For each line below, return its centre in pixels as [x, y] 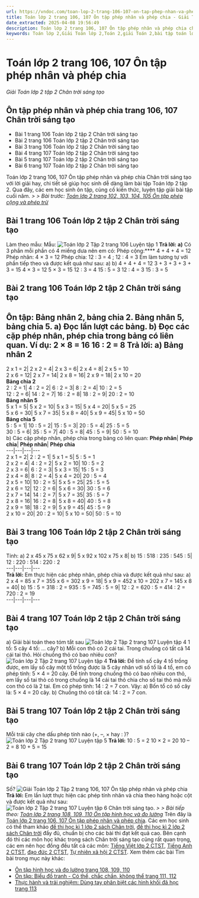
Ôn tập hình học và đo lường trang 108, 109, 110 [72, 870]
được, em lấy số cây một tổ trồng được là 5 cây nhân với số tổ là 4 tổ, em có [99, 667]
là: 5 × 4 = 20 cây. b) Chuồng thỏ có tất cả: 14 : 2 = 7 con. [76, 692]
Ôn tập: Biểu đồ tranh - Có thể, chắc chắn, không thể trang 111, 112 [95, 876]
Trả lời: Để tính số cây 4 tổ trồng [148, 660]
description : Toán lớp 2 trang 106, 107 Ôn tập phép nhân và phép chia [96, 28]
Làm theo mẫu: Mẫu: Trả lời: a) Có [99, 244]
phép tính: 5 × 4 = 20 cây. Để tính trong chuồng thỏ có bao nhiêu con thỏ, [96, 673]
